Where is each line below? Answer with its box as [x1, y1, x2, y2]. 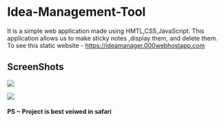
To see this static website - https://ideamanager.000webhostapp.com [7, 41, 205, 49]
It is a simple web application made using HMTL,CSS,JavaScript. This [7, 27, 205, 35]
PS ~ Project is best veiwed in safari [7, 108, 112, 116]
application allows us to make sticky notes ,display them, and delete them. [7, 34, 218, 42]
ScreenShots [7, 61, 64, 73]
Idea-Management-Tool [7, 4, 146, 20]
